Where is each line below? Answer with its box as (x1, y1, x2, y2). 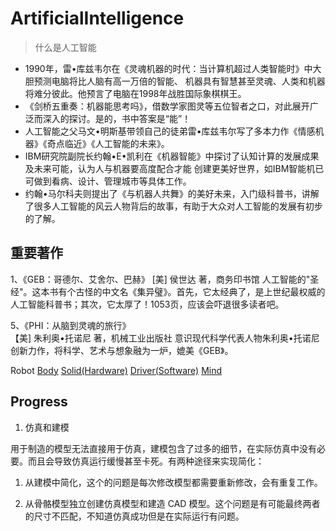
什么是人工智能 (34, 41, 97, 53)
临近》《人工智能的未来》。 (64, 137, 170, 149)
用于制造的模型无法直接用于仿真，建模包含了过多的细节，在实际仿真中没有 (10, 442, 317, 454)
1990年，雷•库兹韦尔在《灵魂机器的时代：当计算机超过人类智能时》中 (24, 62, 313, 74)
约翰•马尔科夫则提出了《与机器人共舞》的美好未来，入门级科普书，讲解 (24, 187, 320, 199)
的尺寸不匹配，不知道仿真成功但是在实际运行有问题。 (24, 510, 245, 522)
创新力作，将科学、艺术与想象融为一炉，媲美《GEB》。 (10, 344, 234, 356)
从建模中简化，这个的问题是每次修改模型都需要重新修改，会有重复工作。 (24, 476, 323, 488)
